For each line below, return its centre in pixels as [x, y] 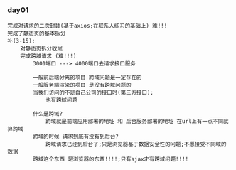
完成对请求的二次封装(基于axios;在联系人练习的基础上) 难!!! [87, 26]
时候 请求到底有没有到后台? [84, 137]
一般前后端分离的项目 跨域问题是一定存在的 [87, 78]
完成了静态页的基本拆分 [37, 33]
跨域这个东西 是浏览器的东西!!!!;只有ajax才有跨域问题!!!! [111, 159]
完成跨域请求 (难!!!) [48, 56]
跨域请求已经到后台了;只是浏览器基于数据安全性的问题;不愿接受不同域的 [136, 144]
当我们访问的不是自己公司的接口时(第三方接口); [93, 93]
